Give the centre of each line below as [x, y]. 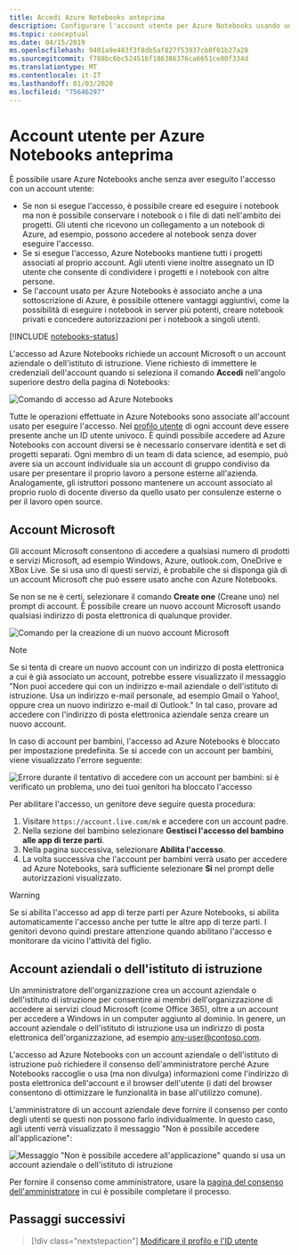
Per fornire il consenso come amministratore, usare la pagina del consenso [146, 1182]
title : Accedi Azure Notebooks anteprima [87, 17]
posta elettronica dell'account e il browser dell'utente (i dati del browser [141, 1083]
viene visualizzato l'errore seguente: [76, 760]
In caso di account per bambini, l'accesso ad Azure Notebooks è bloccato [145, 741]
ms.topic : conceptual [49, 34]
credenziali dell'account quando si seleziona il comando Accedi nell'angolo [148, 373]
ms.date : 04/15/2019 [48, 42]
